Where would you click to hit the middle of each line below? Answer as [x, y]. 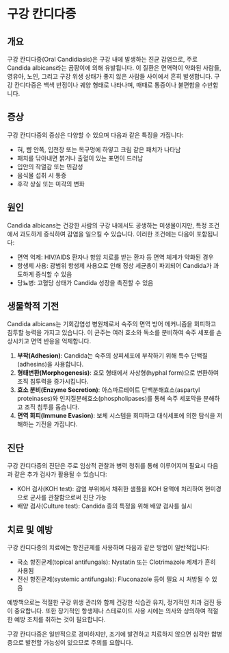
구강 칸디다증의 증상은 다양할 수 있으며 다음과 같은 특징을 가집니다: [95, 135]
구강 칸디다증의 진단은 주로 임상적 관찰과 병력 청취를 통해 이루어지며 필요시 [107, 466]
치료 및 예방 [30, 529]
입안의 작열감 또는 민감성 [50, 167]
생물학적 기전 [33, 307]
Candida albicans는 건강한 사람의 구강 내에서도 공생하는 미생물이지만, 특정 [107, 225]
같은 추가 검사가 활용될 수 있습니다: [60, 474]
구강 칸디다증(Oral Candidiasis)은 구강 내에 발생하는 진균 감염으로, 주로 [103, 59]
